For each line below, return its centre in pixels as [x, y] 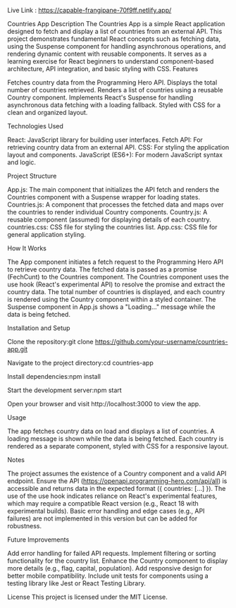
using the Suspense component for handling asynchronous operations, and [117, 46]
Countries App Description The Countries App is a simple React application [116, 24]
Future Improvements [38, 540]
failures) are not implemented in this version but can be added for [103, 518]
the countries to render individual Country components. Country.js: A [107, 212]
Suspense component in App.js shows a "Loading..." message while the [111, 307]
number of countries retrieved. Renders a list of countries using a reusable [115, 90]
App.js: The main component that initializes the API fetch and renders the [113, 189]
